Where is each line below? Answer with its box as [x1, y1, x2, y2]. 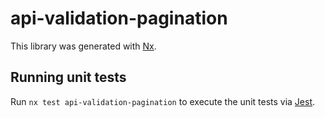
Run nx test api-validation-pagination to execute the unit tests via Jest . [10, 95, 316, 107]
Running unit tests [10, 69, 127, 86]
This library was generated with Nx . [10, 40, 157, 52]
